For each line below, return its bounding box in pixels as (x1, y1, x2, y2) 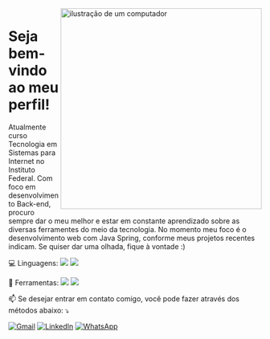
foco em (8, 182, 36, 191)
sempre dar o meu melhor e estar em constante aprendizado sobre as (8, 216, 240, 226)
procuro (8, 207, 35, 217)
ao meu (8, 79, 59, 97)
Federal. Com (8, 173, 53, 183)
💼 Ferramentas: (8, 277, 59, 288)
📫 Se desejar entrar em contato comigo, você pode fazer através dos (8, 293, 239, 304)
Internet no (8, 156, 45, 165)
